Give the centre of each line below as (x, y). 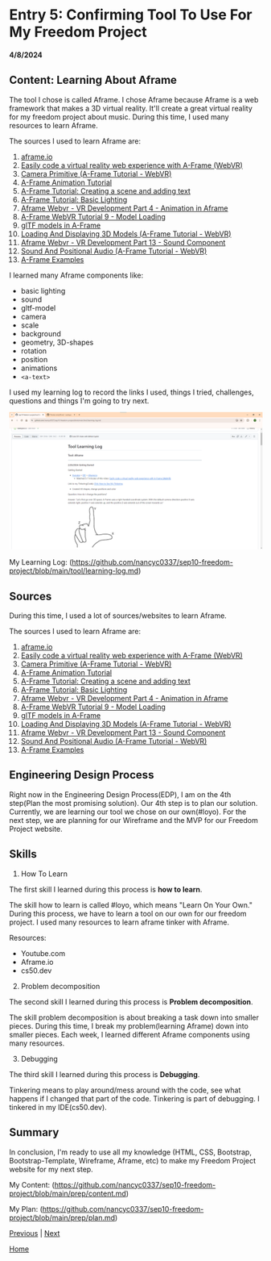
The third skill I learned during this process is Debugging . (105, 1074)
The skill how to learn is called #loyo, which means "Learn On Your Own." (131, 904)
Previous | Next (35, 1233)
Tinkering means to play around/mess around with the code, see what (125, 1090)
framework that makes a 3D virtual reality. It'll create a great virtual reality (131, 108)
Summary (34, 1132)
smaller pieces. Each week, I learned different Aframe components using (129, 1034)
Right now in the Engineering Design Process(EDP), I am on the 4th (120, 794)
